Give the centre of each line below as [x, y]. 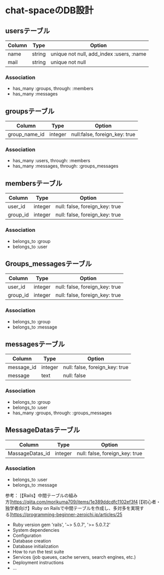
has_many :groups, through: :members [53, 88]
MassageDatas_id [29, 453]
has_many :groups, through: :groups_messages [62, 413]
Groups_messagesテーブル [49, 264]
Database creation [32, 541]
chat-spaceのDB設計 [49, 10]
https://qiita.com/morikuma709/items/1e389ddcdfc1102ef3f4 [75, 502]
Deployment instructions [38, 562]
